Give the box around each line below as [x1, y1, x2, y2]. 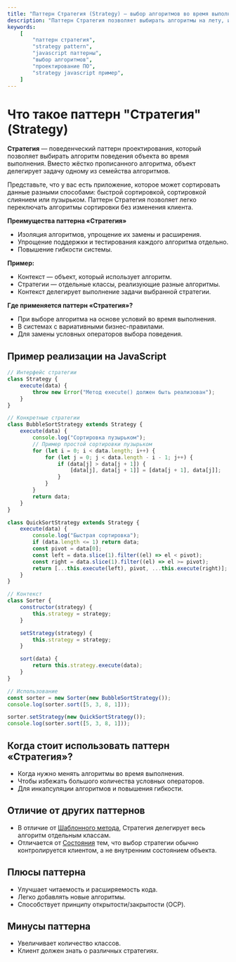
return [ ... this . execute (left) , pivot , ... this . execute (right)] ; [32, 565, 228, 572]
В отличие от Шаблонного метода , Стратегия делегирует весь [17, 823, 206, 832]
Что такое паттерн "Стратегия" [7, 106, 202, 122]
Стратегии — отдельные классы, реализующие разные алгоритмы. [17, 280, 221, 289]
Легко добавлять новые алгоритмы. [17, 892, 126, 901]
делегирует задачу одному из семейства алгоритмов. [7, 167, 171, 175]
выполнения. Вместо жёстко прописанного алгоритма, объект [7, 159, 196, 168]
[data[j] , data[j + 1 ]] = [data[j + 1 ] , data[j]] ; [70, 467, 221, 474]
